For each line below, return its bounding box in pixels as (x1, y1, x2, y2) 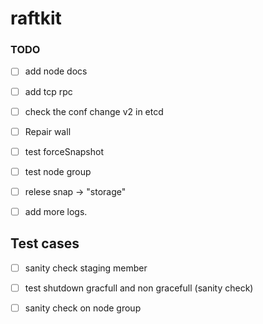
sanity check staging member (24, 262, 148, 274)
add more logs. (24, 205, 88, 217)
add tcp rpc (24, 85, 73, 97)
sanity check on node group (24, 302, 142, 314)
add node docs (24, 65, 88, 77)
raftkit (10, 7, 62, 30)
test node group (24, 165, 92, 177)
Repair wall (24, 125, 72, 137)
